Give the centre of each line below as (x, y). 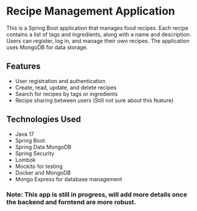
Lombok (26, 159)
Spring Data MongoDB (43, 147)
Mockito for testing (39, 166)
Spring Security (35, 153)
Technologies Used (43, 119)
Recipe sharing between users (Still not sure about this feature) (94, 100)
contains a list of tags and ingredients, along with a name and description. (99, 34)
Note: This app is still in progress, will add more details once (97, 195)
